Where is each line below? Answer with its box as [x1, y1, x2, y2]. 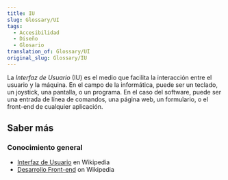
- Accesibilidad [13, 29, 60, 36]
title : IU [7, 10, 36, 17]
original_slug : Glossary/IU [7, 55, 88, 62]
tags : [7, 23, 23, 29]
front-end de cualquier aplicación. [7, 102, 103, 110]
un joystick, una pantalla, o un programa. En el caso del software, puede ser [7, 88, 221, 96]
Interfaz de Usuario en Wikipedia [16, 158, 110, 166]
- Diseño [13, 36, 38, 42]
